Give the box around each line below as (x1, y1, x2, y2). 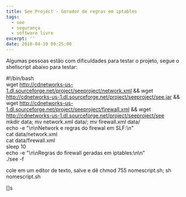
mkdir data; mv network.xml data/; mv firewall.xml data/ (6, 118, 140, 125)
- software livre (11, 30, 54, 36)
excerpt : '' (6, 36, 35, 42)
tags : (6, 14, 19, 20)
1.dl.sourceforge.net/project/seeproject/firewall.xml (6, 106, 130, 113)
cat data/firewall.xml (6, 137, 56, 144)
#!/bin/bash (6, 74, 34, 82)
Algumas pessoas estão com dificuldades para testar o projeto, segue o (6, 57, 180, 64)
